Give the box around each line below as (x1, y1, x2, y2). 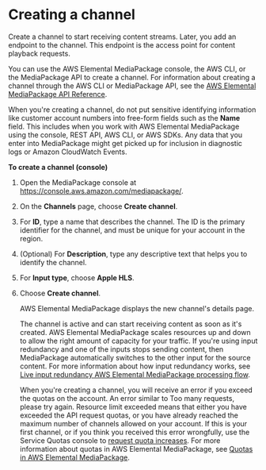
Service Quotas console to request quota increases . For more (19, 435, 221, 445)
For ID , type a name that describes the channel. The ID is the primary (19, 217, 245, 226)
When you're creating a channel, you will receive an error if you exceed (19, 385, 253, 395)
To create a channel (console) (8, 162, 108, 171)
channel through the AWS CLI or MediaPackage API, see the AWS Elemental (8, 81, 256, 91)
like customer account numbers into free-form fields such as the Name (8, 113, 241, 122)
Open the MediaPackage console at (19, 177, 137, 187)
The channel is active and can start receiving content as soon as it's (19, 319, 242, 329)
